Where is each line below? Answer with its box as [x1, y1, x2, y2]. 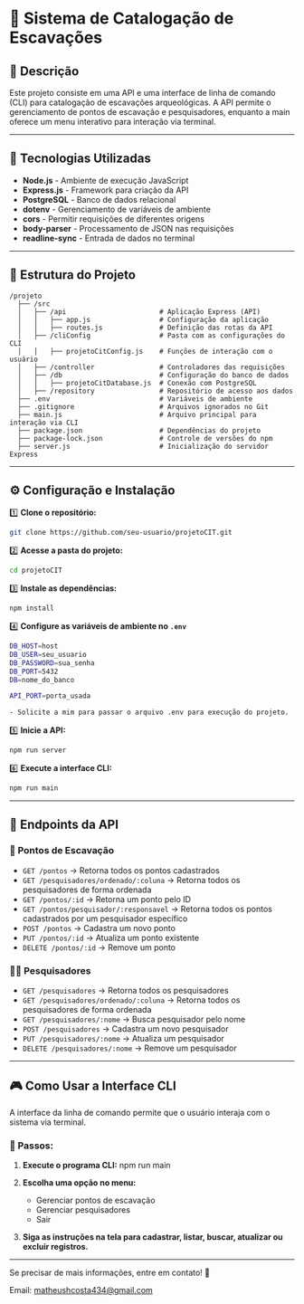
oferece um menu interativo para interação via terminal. [9, 117, 217, 127]
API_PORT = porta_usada [9, 691, 91, 700]
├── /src [17, 299, 51, 309]
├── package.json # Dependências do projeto [17, 425, 261, 435]
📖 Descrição [9, 63, 80, 79]
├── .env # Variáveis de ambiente [17, 394, 253, 404]
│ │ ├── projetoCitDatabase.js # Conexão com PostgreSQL [17, 378, 257, 387]
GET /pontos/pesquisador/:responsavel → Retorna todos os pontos [22, 903, 273, 914]
